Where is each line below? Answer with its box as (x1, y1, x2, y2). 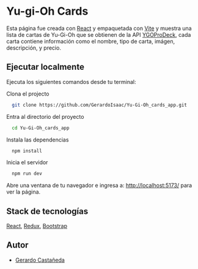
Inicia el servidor (6, 159, 48, 166)
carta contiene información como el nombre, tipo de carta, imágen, (6, 37, 175, 45)
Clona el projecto (6, 90, 50, 97)
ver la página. (6, 188, 41, 195)
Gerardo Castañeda (15, 256, 65, 263)
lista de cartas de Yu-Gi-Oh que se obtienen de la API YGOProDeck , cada (6, 31, 191, 38)
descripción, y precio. (6, 44, 61, 51)
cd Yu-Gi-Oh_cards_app (12, 124, 70, 131)
